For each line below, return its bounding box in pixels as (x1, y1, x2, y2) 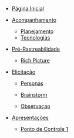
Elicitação (11, 68, 36, 75)
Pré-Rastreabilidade (11, 45, 60, 52)
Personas (20, 80, 44, 87)
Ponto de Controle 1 (20, 126, 69, 132)
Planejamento (20, 28, 54, 35)
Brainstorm (20, 91, 48, 98)
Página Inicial (11, 5, 44, 12)
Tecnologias (20, 34, 51, 41)
